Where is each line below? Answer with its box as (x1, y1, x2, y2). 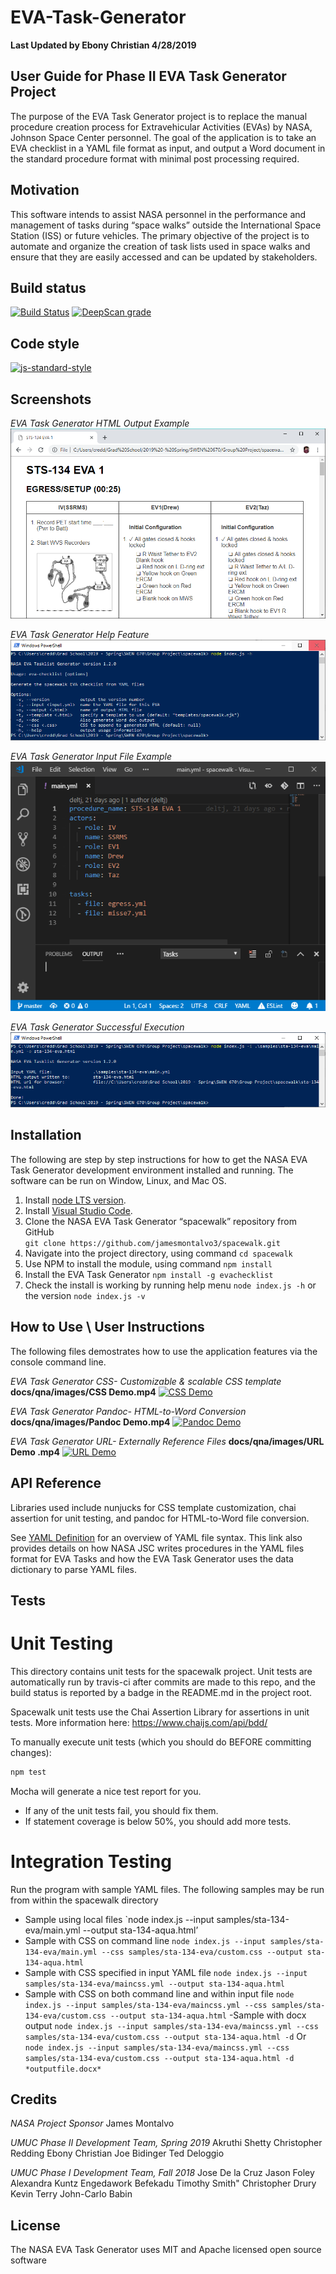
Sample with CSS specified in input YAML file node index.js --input (24, 1966, 308, 1978)
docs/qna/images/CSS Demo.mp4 (10, 1386, 157, 1398)
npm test (10, 1767, 47, 1777)
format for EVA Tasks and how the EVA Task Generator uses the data (10, 1552, 294, 1565)
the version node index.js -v (24, 1289, 146, 1301)
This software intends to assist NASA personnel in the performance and (10, 208, 307, 220)
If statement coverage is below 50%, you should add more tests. (24, 1815, 292, 1827)
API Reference (10, 1475, 102, 1492)
